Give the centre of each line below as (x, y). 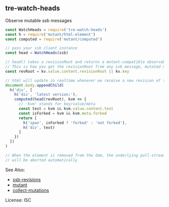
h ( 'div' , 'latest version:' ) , (46, 95)
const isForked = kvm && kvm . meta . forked (63, 113)
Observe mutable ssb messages (38, 20)
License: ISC (18, 200)
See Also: (15, 170)
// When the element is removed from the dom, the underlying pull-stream (85, 155)
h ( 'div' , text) (39, 127)
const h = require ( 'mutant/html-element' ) (50, 34)
